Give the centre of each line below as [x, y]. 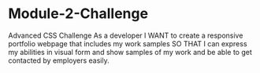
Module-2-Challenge [78, 14]
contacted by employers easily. [59, 60]
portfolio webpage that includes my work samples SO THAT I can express [128, 43]
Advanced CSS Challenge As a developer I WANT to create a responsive [126, 35]
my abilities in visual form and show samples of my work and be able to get [130, 52]
